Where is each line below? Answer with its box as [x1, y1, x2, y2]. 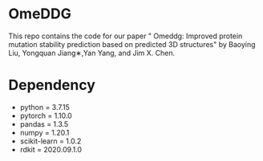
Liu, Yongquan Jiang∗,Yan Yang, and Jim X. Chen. [8, 48, 176, 57]
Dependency [8, 77, 96, 94]
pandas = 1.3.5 [19, 119, 69, 128]
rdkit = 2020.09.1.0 [19, 144, 83, 154]
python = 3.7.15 [19, 102, 70, 112]
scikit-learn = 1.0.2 [19, 136, 82, 146]
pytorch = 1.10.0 [19, 111, 72, 120]
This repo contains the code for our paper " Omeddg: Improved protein [8, 31, 243, 41]
